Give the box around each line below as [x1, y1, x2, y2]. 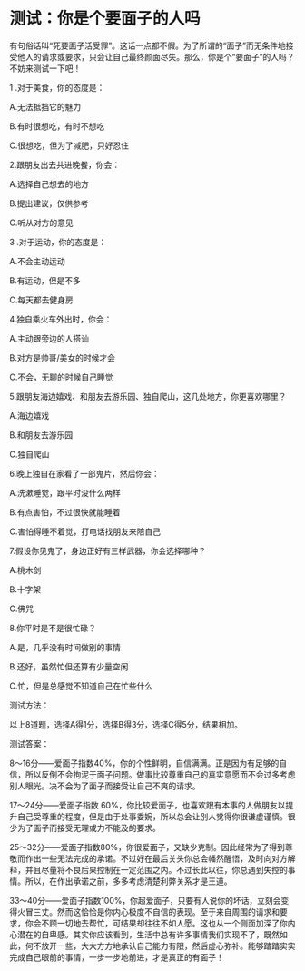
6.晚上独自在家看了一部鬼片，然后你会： [9, 468, 161, 479]
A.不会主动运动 [9, 255, 65, 266]
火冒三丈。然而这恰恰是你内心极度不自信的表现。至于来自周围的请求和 [16, 906, 280, 917]
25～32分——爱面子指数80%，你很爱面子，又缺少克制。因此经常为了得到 [9, 841, 286, 852]
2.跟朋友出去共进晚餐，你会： [9, 159, 121, 170]
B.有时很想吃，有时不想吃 [9, 120, 105, 132]
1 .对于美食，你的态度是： [9, 82, 105, 93]
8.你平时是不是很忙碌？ [9, 622, 97, 633]
